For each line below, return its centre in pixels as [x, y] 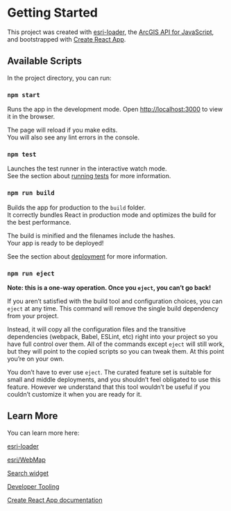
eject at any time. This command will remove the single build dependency [113, 308]
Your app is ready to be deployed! [55, 243]
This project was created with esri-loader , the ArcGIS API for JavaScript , [111, 32]
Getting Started [53, 13]
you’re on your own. [36, 358]
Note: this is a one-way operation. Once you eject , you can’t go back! [109, 287]
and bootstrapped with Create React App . [67, 39]
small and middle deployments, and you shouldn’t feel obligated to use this [114, 379]
